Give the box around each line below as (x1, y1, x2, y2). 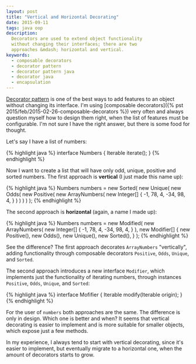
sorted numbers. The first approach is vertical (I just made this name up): (6, 174, 183, 180)
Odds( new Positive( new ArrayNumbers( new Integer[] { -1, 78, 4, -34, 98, (6, 191, 185, 198)
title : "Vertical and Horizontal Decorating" (6, 14, 119, 20)
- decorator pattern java (11, 69, 75, 74)
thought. (6, 127, 27, 134)
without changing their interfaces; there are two (11, 42, 137, 47)
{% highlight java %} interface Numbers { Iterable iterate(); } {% (6, 149, 160, 156)
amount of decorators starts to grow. (6, 351, 95, 358)
